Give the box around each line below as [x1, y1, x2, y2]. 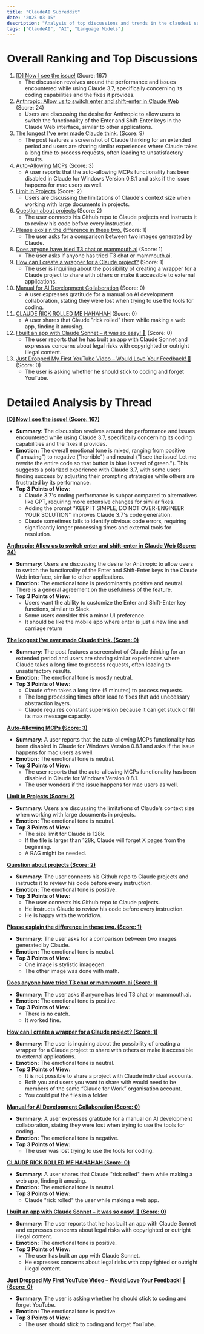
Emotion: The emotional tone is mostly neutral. [15, 674, 133, 682]
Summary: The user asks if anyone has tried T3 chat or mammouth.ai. [15, 991, 191, 998]
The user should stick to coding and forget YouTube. [24, 1321, 156, 1328]
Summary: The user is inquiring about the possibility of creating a [15, 1040, 180, 1047]
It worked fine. [24, 1017, 61, 1024]
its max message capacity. [24, 712, 91, 720]
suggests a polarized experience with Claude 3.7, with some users [15, 466, 181, 473]
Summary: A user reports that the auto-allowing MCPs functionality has [15, 736, 196, 743]
